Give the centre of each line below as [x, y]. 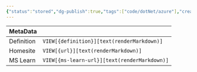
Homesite [22, 50]
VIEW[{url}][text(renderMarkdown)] [92, 51]
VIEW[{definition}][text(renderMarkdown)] [103, 41]
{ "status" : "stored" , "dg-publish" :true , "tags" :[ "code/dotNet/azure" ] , [93, 11]
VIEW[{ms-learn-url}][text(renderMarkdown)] [106, 60]
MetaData [23, 31]
